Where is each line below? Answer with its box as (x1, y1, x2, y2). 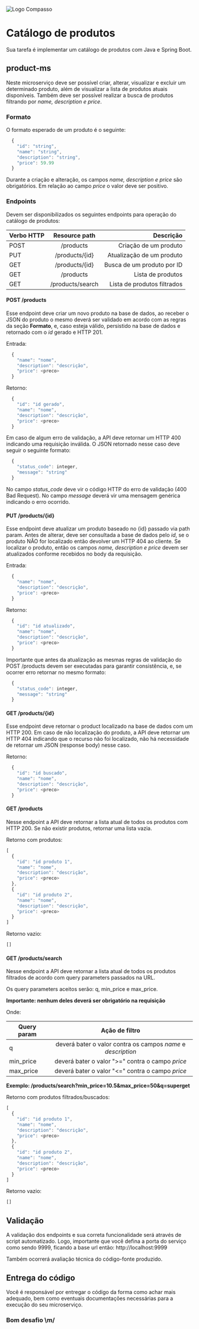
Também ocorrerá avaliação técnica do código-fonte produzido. (6, 1255, 163, 1262)
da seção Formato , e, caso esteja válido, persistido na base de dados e (6, 322, 181, 329)
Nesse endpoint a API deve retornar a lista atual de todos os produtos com (6, 818, 188, 825)
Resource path (53, 231, 96, 239)
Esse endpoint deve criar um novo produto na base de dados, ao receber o (6, 310, 190, 317)
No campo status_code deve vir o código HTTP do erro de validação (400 (6, 485, 187, 493)
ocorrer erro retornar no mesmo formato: (6, 668, 107, 675)
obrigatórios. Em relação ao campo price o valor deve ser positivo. (6, 182, 169, 190)
